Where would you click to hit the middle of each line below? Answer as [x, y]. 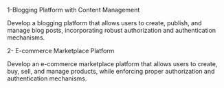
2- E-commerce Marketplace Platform [61, 51]
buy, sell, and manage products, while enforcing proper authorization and [111, 71]
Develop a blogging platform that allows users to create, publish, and [104, 23]
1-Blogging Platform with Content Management [74, 10]
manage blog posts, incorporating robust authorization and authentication [112, 30]
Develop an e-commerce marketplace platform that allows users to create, [112, 64]
